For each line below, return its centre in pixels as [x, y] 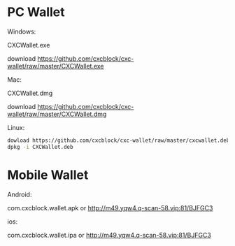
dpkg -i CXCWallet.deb [40, 147]
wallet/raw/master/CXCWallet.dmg [57, 114]
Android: [20, 194]
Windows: [22, 31]
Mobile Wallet [48, 175]
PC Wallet [36, 12]
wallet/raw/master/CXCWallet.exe [56, 66]
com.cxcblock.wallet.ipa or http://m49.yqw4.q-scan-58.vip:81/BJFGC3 [109, 235]
